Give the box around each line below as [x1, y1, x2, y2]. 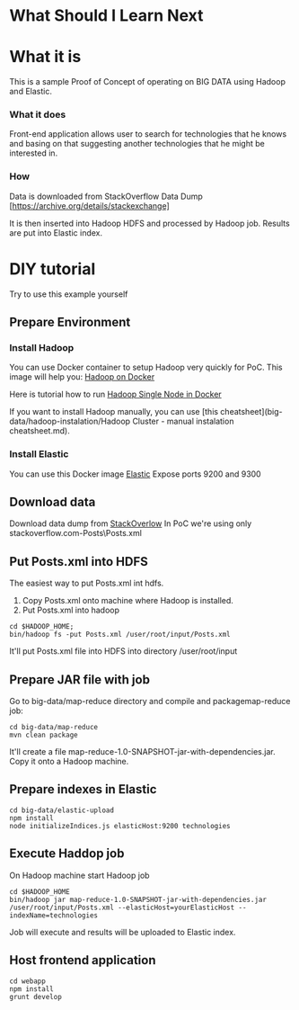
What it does [9, 109, 66, 121]
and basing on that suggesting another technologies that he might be [9, 139, 265, 149]
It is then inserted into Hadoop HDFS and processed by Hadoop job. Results [9, 218, 290, 228]
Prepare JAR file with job [9, 672, 151, 687]
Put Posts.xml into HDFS [9, 554, 148, 569]
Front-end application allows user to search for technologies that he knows [9, 129, 287, 139]
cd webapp [9, 977, 47, 986]
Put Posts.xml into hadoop [22, 604, 119, 616]
